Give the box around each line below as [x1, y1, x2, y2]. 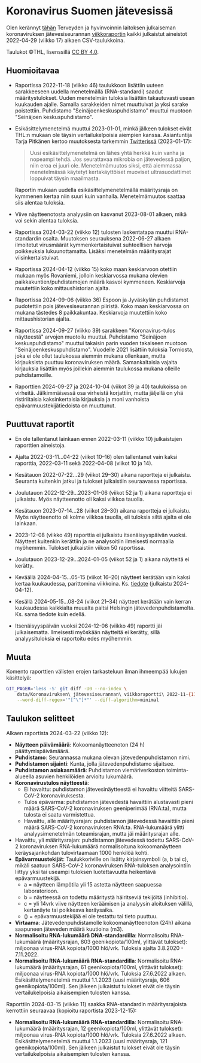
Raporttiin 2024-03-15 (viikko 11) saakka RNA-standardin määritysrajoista [6, 1000, 187, 1007]
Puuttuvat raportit [6, 419, 75, 430]
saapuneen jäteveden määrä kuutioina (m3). [14, 925, 124, 933]
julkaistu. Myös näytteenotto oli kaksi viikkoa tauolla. [14, 495, 145, 502]
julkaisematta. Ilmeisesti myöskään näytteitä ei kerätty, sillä [14, 628, 160, 635]
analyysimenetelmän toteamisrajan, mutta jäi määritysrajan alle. [23, 830, 181, 837]
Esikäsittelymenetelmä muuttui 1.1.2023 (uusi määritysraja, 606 [14, 976, 170, 983]
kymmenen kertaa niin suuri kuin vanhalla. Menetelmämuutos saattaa [14, 193, 185, 200]
